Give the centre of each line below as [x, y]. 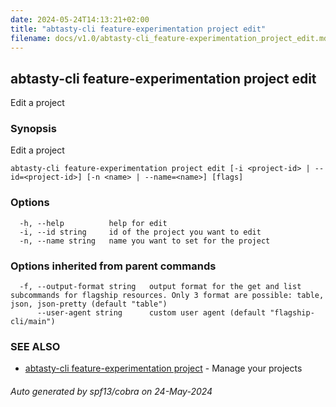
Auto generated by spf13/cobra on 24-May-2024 [111, 391]
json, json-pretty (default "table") [89, 304]
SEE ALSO [35, 346]
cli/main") [33, 322]
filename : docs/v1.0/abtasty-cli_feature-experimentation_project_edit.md [169, 38]
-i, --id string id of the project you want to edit [140, 232]
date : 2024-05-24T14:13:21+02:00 [80, 19]
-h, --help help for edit [93, 223]
